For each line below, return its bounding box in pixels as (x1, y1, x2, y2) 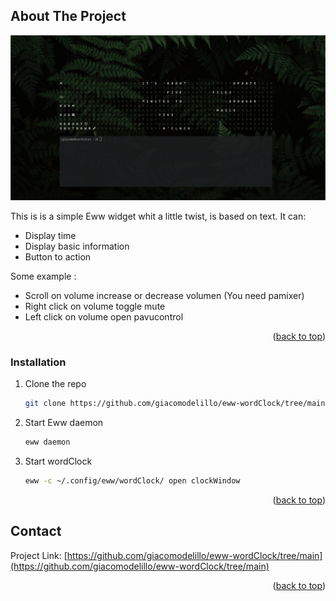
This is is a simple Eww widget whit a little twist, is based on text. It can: (10, 210, 307, 222)
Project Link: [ (10, 549, 68, 561)
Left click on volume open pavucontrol (24, 310, 184, 323)
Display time (24, 229, 77, 241)
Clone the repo (24, 378, 87, 390)
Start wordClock (24, 455, 93, 467)
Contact (10, 523, 62, 540)
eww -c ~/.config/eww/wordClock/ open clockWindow (24, 475, 241, 486)
